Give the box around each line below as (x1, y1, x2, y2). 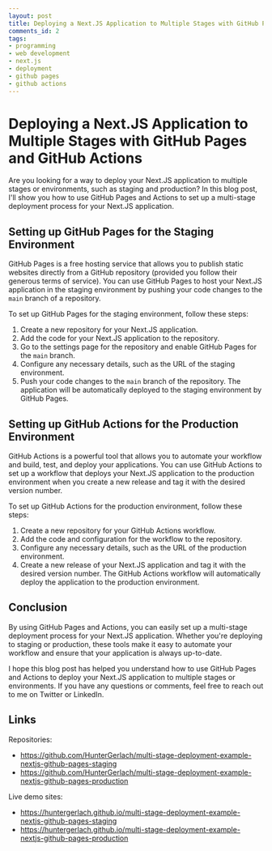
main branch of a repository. (8, 293, 101, 304)
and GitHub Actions (8, 149, 143, 167)
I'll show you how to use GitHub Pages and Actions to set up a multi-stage (8, 193, 256, 202)
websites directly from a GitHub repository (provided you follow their (8, 268, 237, 278)
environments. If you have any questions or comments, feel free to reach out (8, 681, 264, 691)
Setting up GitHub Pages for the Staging (8, 224, 215, 239)
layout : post (8, 11, 53, 20)
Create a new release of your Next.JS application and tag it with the (19, 560, 246, 570)
